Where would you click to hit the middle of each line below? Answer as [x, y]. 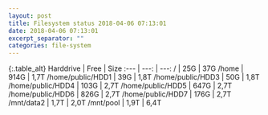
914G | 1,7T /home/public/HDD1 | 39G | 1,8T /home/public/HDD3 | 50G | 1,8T [134, 77]
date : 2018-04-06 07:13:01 [53, 31]
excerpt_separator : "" [46, 38]
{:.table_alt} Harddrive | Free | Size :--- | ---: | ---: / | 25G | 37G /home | [126, 68]
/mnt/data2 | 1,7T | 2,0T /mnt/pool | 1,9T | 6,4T [85, 103]
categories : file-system [50, 46]
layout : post [30, 16]
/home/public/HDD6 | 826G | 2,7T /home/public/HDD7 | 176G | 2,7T [120, 94]
